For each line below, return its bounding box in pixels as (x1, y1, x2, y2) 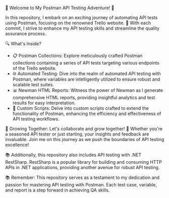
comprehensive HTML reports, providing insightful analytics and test (12, 95, 155, 100)
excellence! (5, 142, 29, 148)
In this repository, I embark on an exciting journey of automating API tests (5, 15, 158, 20)
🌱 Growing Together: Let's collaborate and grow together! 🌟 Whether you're (5, 126, 163, 131)
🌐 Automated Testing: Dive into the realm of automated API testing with (12, 71, 161, 77)
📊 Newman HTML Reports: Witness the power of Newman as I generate (12, 87, 163, 93)
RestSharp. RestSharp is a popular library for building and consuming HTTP (5, 159, 162, 165)
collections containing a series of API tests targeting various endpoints (12, 60, 160, 65)
